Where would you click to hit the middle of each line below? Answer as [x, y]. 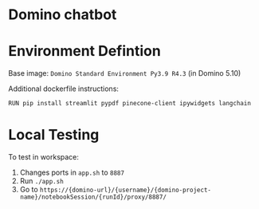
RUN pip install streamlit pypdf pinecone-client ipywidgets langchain [129, 104]
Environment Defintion [84, 51]
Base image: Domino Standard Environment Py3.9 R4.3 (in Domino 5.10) [125, 73]
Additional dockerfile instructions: [64, 89]
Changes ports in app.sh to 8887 [72, 172]
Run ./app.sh [41, 181]
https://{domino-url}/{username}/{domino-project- [125, 190]
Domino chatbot [63, 15]
